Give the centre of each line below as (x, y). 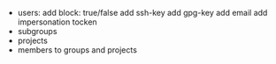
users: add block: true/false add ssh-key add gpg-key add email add (142, 13)
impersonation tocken (57, 22)
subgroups (37, 31)
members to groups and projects (77, 50)
